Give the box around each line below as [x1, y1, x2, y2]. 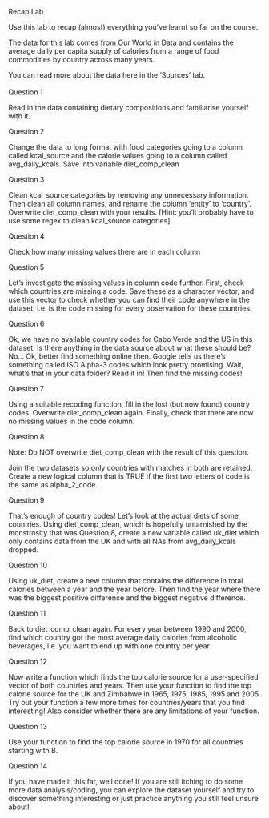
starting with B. [8, 746, 58, 755]
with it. [8, 111, 30, 121]
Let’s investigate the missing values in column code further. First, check [8, 278, 245, 287]
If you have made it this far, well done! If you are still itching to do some [8, 776, 243, 786]
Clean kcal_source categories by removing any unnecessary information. [8, 190, 249, 199]
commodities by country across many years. [8, 55, 155, 64]
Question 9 [8, 495, 45, 505]
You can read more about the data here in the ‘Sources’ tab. [8, 70, 206, 79]
